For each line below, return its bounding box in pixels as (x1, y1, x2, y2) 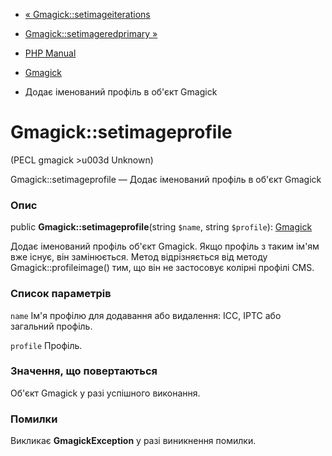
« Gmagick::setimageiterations (24, 9, 151, 20)
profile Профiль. (10, 339, 83, 351)
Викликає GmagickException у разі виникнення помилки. (10, 435, 257, 447)
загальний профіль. (10, 320, 93, 332)
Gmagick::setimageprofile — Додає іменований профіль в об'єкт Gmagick (10, 173, 322, 185)
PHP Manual (24, 47, 77, 59)
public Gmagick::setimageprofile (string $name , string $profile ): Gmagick (10, 221, 313, 233)
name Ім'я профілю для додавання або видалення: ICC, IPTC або (10, 309, 282, 321)
